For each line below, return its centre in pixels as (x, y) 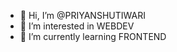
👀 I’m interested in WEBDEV (77, 26)
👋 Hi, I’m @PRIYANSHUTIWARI (82, 15)
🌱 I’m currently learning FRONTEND (93, 36)
